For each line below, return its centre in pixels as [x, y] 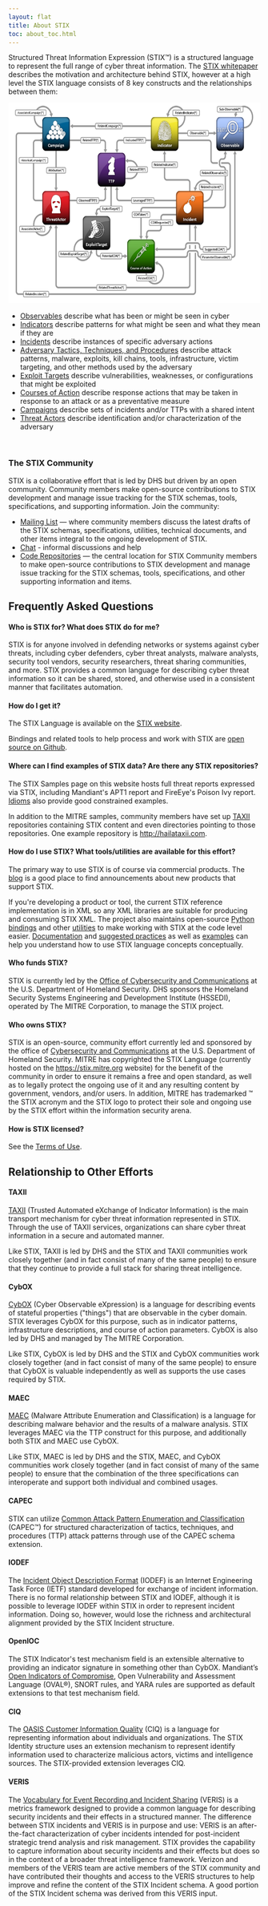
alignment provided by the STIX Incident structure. [91, 1622]
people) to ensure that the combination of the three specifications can [124, 1474]
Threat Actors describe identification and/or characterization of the [130, 418]
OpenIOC [24, 1641]
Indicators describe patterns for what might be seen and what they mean [140, 325]
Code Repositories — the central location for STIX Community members [138, 555]
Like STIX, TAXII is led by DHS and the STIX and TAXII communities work [128, 1251]
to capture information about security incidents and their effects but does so [134, 1851]
